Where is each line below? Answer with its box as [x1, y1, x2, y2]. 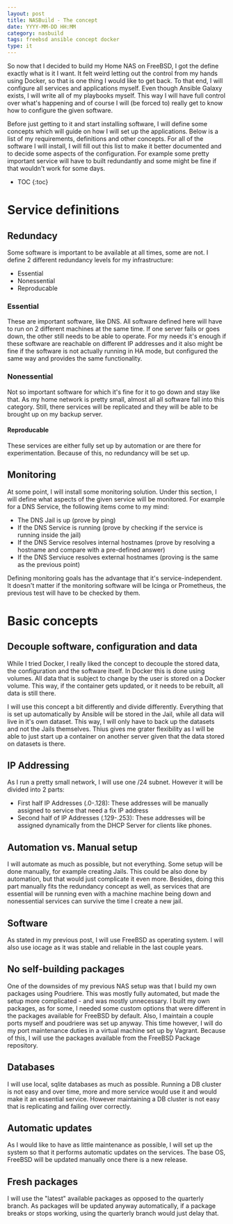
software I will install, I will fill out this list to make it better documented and [7, 142, 222, 150]
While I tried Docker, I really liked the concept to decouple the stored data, [7, 659, 220, 667]
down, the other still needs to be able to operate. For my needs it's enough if [7, 332, 227, 340]
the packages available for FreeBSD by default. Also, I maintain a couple [7, 1011, 214, 1020]
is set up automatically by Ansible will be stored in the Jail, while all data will [7, 709, 225, 718]
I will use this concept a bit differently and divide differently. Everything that [7, 702, 224, 711]
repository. [7, 1041, 38, 1050]
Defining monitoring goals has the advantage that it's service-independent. [7, 573, 223, 582]
